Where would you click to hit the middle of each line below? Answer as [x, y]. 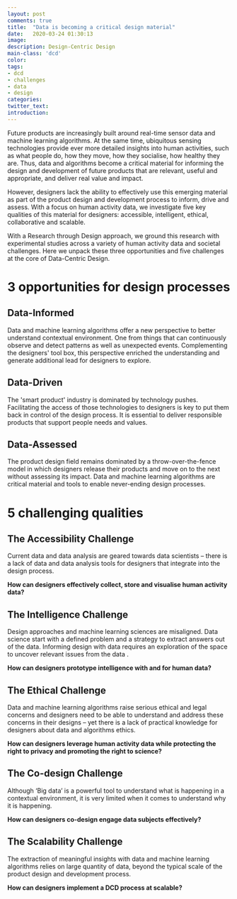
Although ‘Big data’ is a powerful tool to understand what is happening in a [116, 791]
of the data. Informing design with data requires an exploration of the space [117, 647]
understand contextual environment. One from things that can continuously [117, 337]
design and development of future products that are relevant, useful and [112, 170]
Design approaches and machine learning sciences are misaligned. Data [112, 632]
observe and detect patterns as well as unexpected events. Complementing [117, 345]
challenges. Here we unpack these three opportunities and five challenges [116, 251]
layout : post [27, 14]
